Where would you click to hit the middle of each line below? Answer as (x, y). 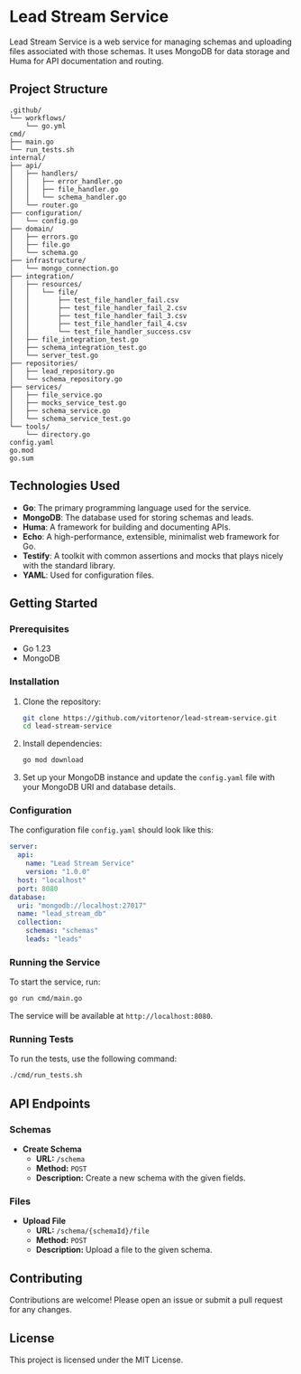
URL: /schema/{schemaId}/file (93, 1230)
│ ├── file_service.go (56, 395)
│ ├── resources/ (46, 284)
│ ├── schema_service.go (60, 410)
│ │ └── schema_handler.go (68, 197)
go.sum (22, 458)
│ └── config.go (44, 221)
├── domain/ (32, 229)
